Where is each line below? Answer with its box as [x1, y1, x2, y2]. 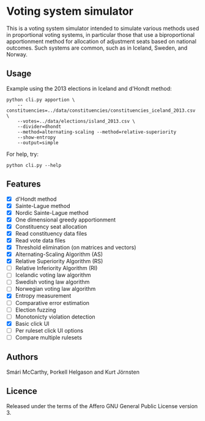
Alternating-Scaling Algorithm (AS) [15, 250, 103, 258]
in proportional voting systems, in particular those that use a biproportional [6, 31, 195, 38]
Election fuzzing [15, 306, 56, 314]
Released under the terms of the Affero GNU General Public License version [6, 402, 198, 409]
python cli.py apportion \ [6, 96, 75, 102]
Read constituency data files [15, 230, 88, 237]
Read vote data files [15, 236, 66, 244]
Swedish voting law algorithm [15, 278, 90, 286]
